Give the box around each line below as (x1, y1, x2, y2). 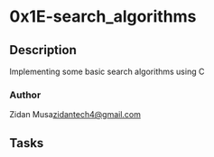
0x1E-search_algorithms (9, 6, 197, 27)
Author (9, 88, 42, 101)
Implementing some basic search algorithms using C (9, 66, 205, 77)
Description (9, 42, 77, 58)
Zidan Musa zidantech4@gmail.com (9, 109, 142, 120)
